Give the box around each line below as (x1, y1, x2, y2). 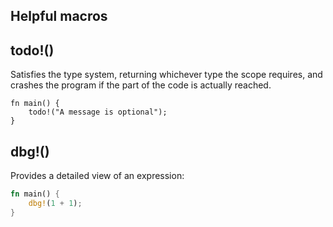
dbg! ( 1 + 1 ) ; (28, 198, 83, 208)
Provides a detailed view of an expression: (10, 170, 185, 182)
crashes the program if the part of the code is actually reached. (10, 79, 272, 91)
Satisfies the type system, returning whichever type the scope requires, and (10, 69, 323, 81)
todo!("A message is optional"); (28, 107, 168, 118)
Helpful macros (10, 8, 108, 25)
